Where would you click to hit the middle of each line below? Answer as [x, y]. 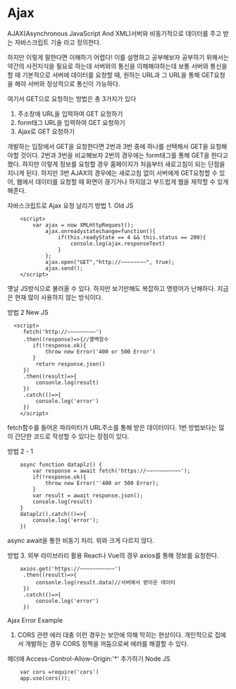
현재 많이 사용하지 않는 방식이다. [59, 297]
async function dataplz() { [61, 465]
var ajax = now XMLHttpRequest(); [83, 225]
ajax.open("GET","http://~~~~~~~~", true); [110, 262]
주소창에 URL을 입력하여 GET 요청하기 [70, 114]
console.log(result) [63, 502]
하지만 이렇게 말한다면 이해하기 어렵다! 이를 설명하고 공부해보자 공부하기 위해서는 [118, 57]
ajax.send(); [64, 268]
